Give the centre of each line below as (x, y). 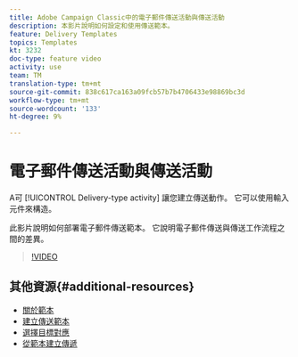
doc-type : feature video (55, 59)
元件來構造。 (33, 209)
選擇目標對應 (46, 332)
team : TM (25, 76)
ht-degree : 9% (36, 117)
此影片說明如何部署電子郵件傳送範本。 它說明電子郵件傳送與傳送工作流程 (143, 228)
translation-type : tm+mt (55, 84)
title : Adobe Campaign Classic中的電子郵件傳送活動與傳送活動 (117, 17)
